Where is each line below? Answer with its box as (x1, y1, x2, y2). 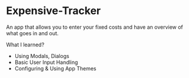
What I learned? (6, 41, 45, 48)
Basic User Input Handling (14, 59, 78, 66)
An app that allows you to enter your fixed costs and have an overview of (6, 23, 184, 30)
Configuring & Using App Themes (14, 65, 97, 72)
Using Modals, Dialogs (14, 52, 69, 59)
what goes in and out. (6, 29, 59, 36)
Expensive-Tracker (6, 4, 101, 18)
